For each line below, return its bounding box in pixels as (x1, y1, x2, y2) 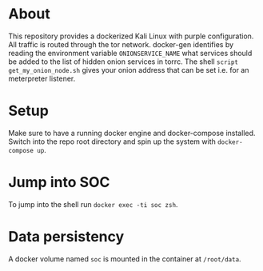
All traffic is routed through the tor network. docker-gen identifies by (8, 39, 234, 49)
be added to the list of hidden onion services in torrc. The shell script (8, 57, 238, 66)
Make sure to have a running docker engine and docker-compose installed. (8, 128, 256, 137)
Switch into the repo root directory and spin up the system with (8, 137, 216, 146)
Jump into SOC (8, 173, 110, 192)
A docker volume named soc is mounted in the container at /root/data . (8, 253, 241, 264)
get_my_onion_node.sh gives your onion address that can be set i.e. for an (8, 65, 249, 74)
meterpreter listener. (8, 74, 76, 83)
